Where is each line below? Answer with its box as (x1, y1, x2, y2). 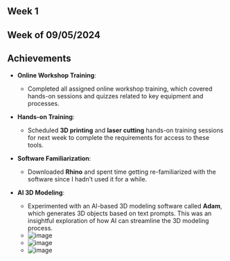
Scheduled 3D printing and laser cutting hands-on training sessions (27, 126, 224, 134)
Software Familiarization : (17, 154, 91, 162)
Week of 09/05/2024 (7, 29, 100, 41)
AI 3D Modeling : (17, 188, 64, 197)
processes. (27, 99, 60, 107)
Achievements (7, 53, 71, 64)
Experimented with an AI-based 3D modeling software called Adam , (27, 201, 222, 210)
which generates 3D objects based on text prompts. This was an (27, 209, 212, 217)
